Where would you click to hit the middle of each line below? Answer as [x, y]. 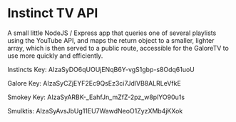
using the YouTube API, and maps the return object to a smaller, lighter [111, 40]
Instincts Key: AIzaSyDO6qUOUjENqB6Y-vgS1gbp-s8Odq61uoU [101, 69]
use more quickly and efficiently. [55, 56]
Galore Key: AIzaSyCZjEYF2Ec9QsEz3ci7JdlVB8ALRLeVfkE [94, 83]
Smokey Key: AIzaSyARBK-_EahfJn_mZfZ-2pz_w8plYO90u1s [96, 97]
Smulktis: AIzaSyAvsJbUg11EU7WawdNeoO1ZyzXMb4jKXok [95, 111]
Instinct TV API [53, 13]
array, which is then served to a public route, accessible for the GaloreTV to [118, 48]
